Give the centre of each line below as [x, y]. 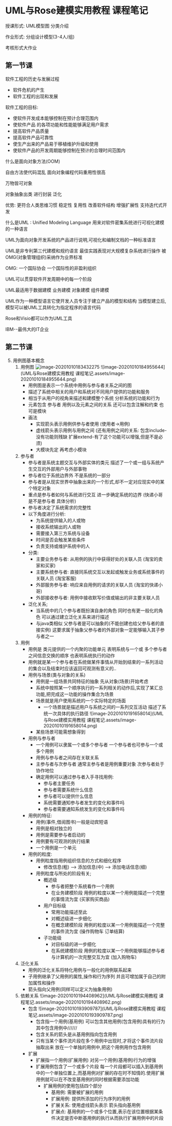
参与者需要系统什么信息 [68, 790]
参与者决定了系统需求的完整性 [60, 507]
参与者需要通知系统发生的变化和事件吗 [84, 809]
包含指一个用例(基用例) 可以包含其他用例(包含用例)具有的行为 [100, 1021]
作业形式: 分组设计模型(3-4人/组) [40, 37]
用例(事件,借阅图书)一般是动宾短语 [72, 822]
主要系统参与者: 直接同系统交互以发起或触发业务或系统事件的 [100, 571]
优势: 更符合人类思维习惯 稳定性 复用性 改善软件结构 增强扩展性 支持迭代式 [84, 205]
